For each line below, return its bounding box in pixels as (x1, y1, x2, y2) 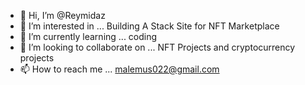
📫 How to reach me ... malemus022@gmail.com (19, 63, 220, 75)
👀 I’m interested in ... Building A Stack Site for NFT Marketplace (19, 20, 280, 32)
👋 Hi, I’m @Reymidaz (19, 10, 106, 21)
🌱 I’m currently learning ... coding (19, 31, 158, 42)
